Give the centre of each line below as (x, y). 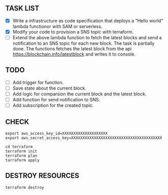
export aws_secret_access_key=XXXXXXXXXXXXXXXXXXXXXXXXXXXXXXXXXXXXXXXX (84, 138)
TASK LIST (22, 8)
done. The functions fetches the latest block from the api (72, 49)
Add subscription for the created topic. (53, 105)
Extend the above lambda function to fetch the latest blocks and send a (87, 37)
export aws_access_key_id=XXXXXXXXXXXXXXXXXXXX (57, 133)
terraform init (21, 151)
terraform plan (21, 156)
